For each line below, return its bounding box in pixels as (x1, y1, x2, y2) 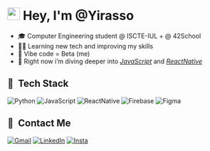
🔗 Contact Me (7, 118, 71, 130)
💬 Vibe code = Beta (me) (17, 49, 90, 58)
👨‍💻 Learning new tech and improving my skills (17, 41, 154, 50)
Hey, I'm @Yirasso (22, 8, 134, 24)
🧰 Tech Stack (7, 78, 69, 90)
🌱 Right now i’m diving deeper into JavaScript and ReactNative (17, 57, 203, 66)
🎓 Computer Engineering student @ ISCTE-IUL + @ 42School (17, 31, 201, 40)
